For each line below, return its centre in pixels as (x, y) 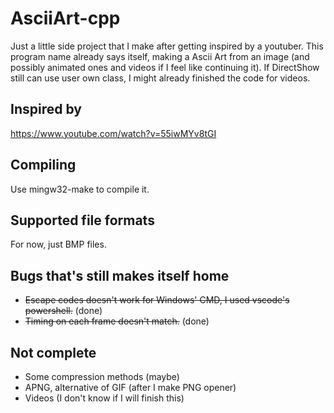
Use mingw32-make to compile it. (80, 189)
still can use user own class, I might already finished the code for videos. (160, 78)
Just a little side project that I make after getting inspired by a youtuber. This (167, 46)
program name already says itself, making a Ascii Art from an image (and (160, 56)
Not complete (53, 352)
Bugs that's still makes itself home (120, 275)
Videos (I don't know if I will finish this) (104, 398)
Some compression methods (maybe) (102, 376)
